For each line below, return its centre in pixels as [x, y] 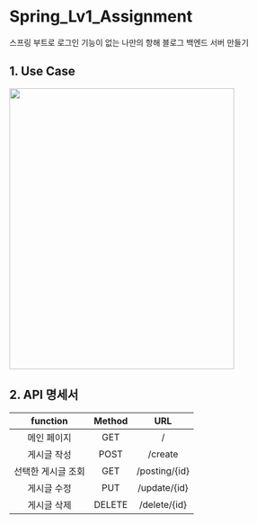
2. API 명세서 [44, 395]
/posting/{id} [163, 471]
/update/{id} [163, 487]
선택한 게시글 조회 [49, 471]
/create [163, 454]
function [50, 421]
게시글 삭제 [49, 505]
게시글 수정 [49, 488]
